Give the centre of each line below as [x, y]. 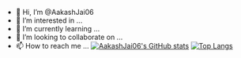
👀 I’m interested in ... [49, 20]
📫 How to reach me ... [52, 46]
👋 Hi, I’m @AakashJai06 [55, 12]
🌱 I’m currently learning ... [58, 29]
